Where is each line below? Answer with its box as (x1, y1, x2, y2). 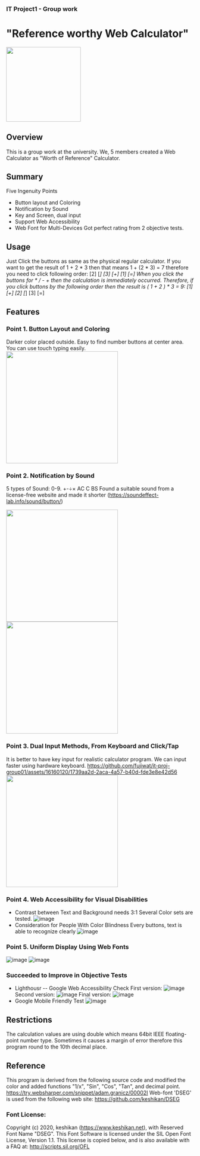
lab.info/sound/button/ (6, 498, 61, 505)
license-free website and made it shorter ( (6, 492, 110, 499)
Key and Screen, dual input (14, 211, 82, 219)
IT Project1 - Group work (6, 5, 78, 13)
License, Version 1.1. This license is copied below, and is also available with (6, 1137, 190, 1144)
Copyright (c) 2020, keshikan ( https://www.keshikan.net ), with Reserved (6, 1124, 184, 1131)
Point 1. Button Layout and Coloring (6, 324, 110, 333)
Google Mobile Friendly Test (14, 997, 85, 1005)
